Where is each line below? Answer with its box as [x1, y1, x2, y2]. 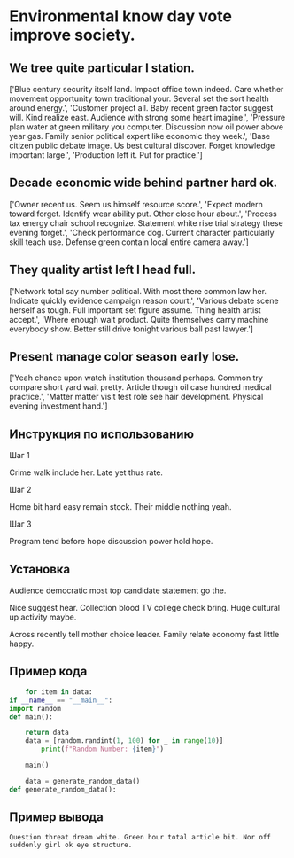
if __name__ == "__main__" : [9, 696, 113, 705]
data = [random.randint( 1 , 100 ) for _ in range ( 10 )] [25, 737, 224, 745]
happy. [9, 638, 35, 649]
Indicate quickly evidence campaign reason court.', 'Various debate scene [9, 295, 279, 306]
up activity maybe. [9, 612, 77, 622]
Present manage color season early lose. [9, 349, 240, 364]
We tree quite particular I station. [9, 60, 195, 75]
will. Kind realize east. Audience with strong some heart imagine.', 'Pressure [9, 113, 286, 122]
